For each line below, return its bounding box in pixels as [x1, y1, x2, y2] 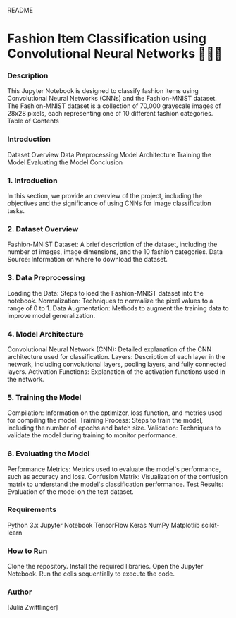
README [7, 6, 34, 14]
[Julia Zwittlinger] [7, 603, 58, 612]
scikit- [201, 521, 220, 529]
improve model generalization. [7, 311, 96, 320]
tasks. [7, 207, 25, 215]
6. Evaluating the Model [7, 449, 90, 459]
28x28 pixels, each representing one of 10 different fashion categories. [7, 109, 213, 118]
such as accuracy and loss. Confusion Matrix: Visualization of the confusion [7, 472, 228, 480]
